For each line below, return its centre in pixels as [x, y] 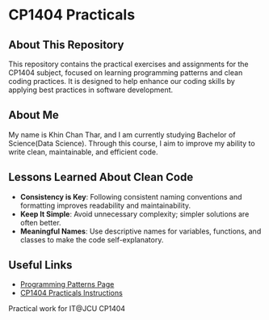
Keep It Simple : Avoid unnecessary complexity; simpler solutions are [134, 214]
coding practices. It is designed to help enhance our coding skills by [122, 81]
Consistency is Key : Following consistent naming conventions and [131, 196]
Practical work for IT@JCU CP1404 [67, 309]
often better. [41, 222]
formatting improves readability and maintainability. [105, 205]
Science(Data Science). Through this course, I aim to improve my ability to [132, 143]
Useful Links [40, 265]
